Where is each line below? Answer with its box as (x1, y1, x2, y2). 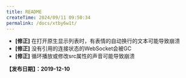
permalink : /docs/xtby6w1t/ (6, 20, 78, 26)
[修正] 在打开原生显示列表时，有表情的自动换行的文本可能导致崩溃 (15, 37, 181, 45)
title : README (6, 8, 42, 15)
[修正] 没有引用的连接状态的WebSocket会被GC (15, 45, 132, 52)
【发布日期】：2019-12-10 (6, 65, 70, 73)
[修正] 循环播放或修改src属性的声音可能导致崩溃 (15, 53, 135, 60)
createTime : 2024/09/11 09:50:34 (6, 15, 91, 21)
